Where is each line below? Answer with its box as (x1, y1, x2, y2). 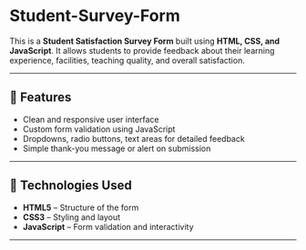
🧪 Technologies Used (9, 178, 132, 194)
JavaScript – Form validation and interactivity (22, 221, 194, 232)
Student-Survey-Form (9, 5, 180, 26)
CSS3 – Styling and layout (22, 211, 121, 223)
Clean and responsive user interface (22, 114, 159, 125)
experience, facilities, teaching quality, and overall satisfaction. (9, 55, 246, 65)
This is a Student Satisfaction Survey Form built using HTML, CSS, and (9, 35, 280, 46)
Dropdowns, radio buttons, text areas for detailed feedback (22, 133, 246, 144)
